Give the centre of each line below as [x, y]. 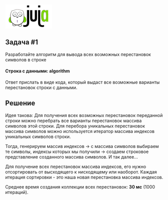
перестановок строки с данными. [41, 87]
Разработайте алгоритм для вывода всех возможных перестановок [78, 54]
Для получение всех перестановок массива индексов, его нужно [76, 166]
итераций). [17, 192]
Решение [20, 103]
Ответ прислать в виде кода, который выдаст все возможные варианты [82, 82]
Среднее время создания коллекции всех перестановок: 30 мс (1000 [80, 186]
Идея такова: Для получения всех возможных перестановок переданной [84, 115]
